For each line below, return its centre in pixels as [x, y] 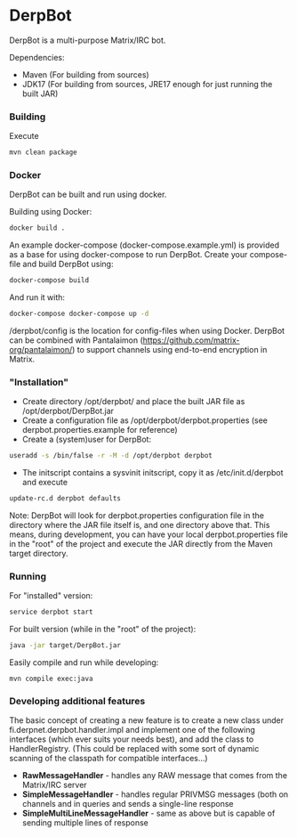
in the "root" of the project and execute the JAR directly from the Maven [141, 544]
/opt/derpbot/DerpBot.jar [68, 411]
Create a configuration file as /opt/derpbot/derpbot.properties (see [145, 420]
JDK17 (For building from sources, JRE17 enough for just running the [147, 84]
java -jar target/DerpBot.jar [65, 646]
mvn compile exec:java [51, 679]
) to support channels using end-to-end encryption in [170, 350]
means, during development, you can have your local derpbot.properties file [149, 534]
